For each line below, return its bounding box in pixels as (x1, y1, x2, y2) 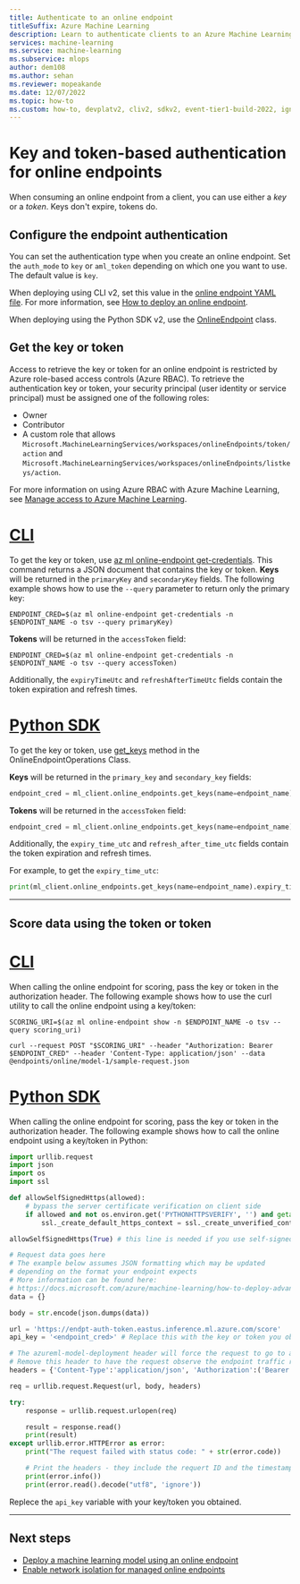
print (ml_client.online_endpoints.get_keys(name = (9, 882, 198, 891)
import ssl (9, 1178, 50, 1187)
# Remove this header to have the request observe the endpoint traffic (9, 1358, 286, 1367)
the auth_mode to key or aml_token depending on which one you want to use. (9, 260, 287, 271)
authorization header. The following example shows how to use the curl (9, 991, 272, 1001)
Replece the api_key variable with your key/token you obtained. (9, 1496, 242, 1507)
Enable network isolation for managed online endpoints (21, 1563, 226, 1575)
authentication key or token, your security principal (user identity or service (9, 382, 287, 394)
